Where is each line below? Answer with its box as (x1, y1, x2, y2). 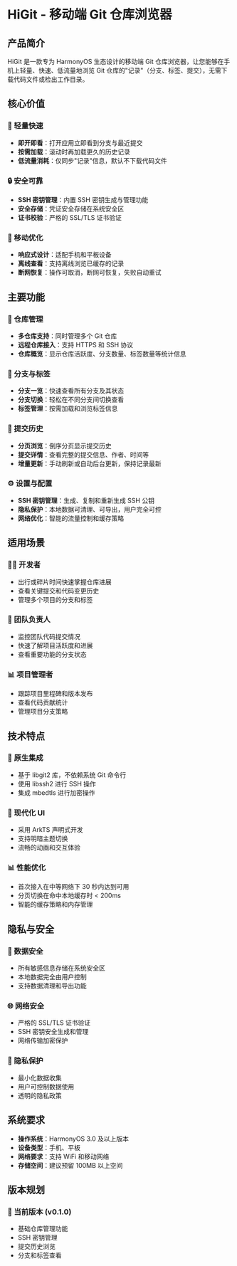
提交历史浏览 (17, 1243, 56, 1251)
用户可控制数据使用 (17, 1082, 75, 1091)
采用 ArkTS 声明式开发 (17, 825, 83, 834)
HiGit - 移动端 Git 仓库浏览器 (7, 6, 172, 23)
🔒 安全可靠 (7, 176, 43, 186)
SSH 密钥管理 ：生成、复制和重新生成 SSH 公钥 (17, 496, 155, 505)
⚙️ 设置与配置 (7, 478, 53, 488)
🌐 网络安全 (7, 1001, 45, 1011)
